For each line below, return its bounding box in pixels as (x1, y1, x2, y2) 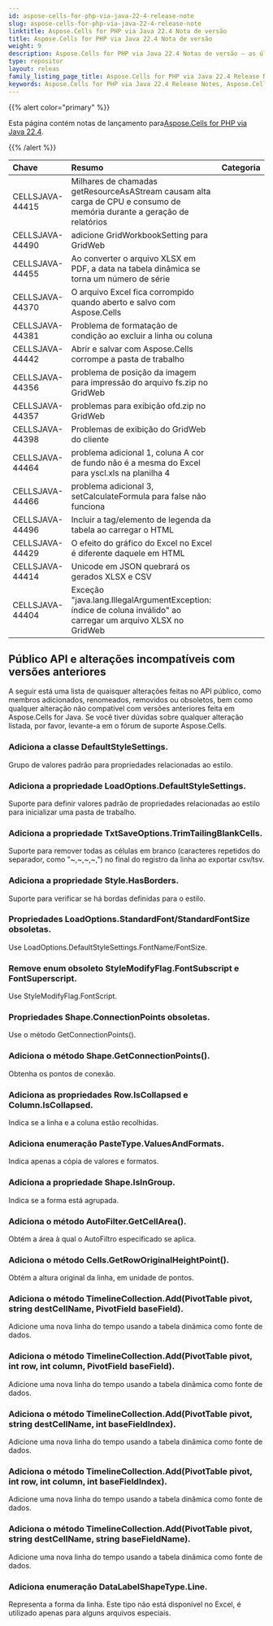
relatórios (71, 216, 108, 228)
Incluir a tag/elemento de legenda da (71, 514, 211, 525)
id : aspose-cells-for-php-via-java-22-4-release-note (8, 11, 195, 20)
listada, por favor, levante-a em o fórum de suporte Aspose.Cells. (8, 721, 227, 731)
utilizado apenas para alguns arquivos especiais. (8, 1607, 171, 1618)
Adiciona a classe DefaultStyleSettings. (8, 741, 169, 753)
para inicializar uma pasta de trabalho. (8, 806, 136, 817)
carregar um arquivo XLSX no (71, 615, 184, 626)
